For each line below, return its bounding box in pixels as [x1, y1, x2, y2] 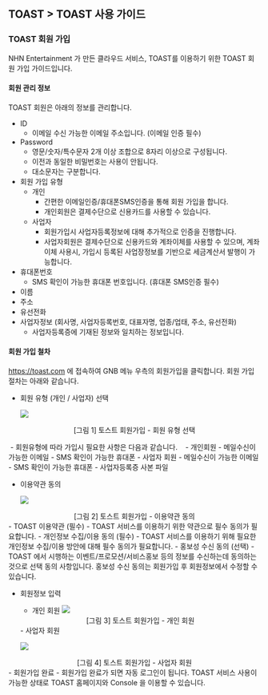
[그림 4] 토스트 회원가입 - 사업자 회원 [77, 658, 192, 668]
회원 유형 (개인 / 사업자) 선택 [19, 394, 110, 403]
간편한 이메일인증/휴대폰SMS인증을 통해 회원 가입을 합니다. [43, 196, 229, 206]
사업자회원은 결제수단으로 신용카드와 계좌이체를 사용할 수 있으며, [43, 236, 246, 246]
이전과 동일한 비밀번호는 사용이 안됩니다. [31, 156, 158, 166]
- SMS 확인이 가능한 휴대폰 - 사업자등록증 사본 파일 [8, 463, 169, 472]
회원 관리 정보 [8, 83, 50, 93]
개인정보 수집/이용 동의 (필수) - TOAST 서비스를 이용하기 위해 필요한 [42, 531, 257, 541]
